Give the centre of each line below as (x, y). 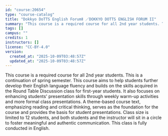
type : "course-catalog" (30, 14)
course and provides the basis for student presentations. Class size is (77, 112)
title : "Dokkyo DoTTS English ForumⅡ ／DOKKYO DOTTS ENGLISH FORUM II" (81, 19)
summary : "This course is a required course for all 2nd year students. (82, 24)
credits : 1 (16, 38)
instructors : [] (22, 42)
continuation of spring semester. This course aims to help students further (82, 80)
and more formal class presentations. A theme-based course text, (73, 102)
